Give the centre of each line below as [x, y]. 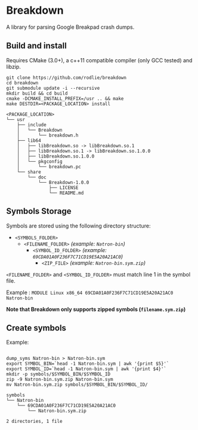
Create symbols [36, 328]
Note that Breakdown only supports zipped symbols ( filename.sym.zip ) [96, 309]
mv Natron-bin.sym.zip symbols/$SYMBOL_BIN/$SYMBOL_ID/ [77, 385]
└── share [29, 172]
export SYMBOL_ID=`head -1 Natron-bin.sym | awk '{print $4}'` [86, 369]
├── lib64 [29, 140]
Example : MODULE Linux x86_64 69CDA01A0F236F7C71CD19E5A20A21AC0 [90, 292]
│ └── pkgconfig [40, 161]
